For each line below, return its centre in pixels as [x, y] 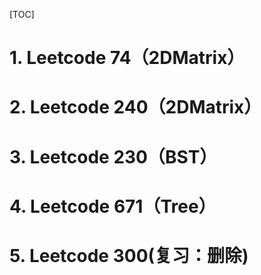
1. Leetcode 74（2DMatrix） [127, 58]
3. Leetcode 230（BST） [113, 156]
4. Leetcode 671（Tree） [113, 206]
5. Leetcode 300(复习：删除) [129, 255]
